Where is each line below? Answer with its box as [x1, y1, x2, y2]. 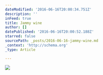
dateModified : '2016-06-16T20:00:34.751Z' [5, 7, 92, 12]
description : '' [5, 12, 38, 16]
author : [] [5, 25, 27, 30]
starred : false [5, 34, 36, 39]
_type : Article [5, 47, 36, 52]
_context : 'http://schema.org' [5, 43, 68, 48]
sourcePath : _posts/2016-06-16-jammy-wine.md [5, 38, 98, 43]
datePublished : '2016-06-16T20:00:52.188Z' [5, 29, 94, 34]
